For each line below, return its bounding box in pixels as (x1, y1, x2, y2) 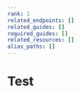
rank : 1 (7, 10, 31, 18)
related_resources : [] (7, 37, 75, 44)
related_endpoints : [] (7, 17, 75, 24)
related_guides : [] (7, 23, 65, 30)
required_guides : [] (7, 30, 69, 37)
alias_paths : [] (7, 43, 55, 50)
